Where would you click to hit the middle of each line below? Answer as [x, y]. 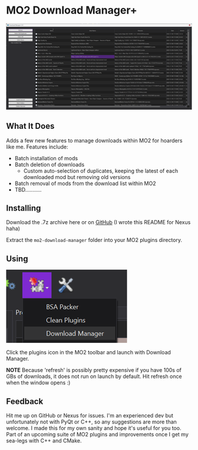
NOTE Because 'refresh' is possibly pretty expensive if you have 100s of [94, 370]
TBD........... [28, 189]
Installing [24, 208]
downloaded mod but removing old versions [77, 177]
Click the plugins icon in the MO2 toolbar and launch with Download [88, 352]
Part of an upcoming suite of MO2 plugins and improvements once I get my [97, 434]
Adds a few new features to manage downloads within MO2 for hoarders [94, 140]
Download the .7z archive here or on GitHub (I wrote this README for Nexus [98, 222]
